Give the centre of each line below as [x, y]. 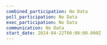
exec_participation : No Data [42, 22]
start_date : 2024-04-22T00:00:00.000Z [53, 33]
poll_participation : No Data [42, 17]
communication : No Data [35, 28]
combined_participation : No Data [47, 11]
